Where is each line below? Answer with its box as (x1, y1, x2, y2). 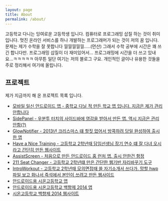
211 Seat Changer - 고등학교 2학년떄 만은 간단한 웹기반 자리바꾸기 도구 (12, 159, 152, 165)
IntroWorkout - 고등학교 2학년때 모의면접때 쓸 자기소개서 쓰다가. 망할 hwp (12, 165, 158, 171)
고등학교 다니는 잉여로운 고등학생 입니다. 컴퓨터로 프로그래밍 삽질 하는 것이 (5, 31, 151, 37)
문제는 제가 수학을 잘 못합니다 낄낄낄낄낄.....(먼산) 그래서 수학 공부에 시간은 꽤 (5, 43, 156, 49)
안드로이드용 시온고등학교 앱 (12, 178, 68, 184)
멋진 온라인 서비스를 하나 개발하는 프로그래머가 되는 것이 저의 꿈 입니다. (20, 37, 159, 43)
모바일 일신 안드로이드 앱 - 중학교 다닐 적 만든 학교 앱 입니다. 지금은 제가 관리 (12, 103, 163, 109)
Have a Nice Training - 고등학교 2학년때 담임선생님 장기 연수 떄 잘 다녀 (12, 140, 152, 146)
